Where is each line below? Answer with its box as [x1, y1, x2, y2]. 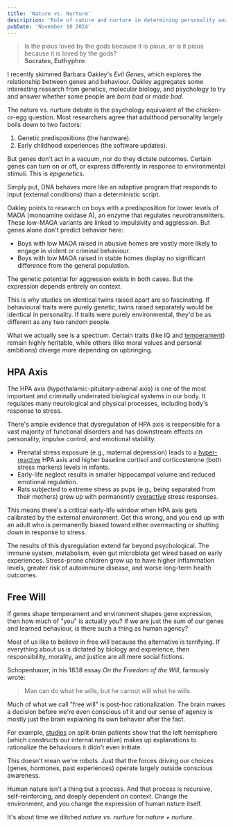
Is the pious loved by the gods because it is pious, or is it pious [24, 42, 204, 51]
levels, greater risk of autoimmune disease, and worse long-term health [7, 563, 212, 572]
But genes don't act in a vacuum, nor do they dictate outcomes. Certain [7, 155, 212, 163]
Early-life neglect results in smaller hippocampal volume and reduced [17, 470, 216, 479]
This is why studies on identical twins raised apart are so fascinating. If [7, 296, 210, 304]
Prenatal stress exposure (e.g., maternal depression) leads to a [17, 448, 197, 457]
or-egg [7, 113, 27, 121]
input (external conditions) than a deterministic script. [7, 190, 161, 198]
